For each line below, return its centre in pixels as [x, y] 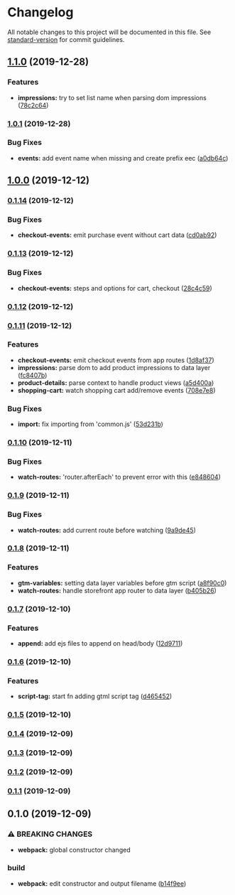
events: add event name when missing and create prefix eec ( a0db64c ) [123, 158]
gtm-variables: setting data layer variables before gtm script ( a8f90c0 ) [122, 582]
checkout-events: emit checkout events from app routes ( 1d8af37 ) [116, 360]
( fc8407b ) [32, 375]
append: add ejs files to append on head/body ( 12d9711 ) [100, 643]
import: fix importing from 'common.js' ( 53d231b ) [90, 424]
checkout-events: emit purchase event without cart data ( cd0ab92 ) [117, 235]
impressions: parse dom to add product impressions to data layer [114, 367]
